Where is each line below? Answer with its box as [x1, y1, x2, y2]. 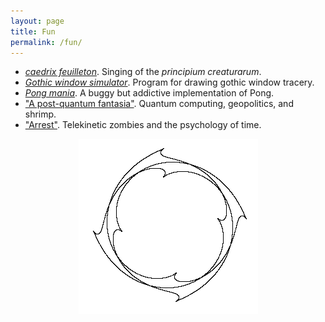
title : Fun [10, 26, 56, 37]
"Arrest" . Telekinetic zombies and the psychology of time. [24, 119, 262, 131]
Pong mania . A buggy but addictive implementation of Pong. [24, 87, 275, 99]
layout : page [10, 16, 65, 26]
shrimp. [24, 108, 57, 120]
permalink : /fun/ [10, 37, 83, 47]
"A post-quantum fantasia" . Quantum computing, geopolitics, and [24, 98, 294, 110]
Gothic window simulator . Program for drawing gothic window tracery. [24, 76, 315, 89]
